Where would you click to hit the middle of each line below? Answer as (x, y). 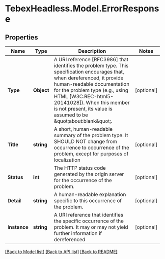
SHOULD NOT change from (85, 141)
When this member (108, 103)
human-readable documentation (92, 84)
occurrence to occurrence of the (91, 148)
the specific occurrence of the (89, 221)
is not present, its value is (83, 109)
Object (41, 90)
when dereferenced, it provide (89, 78)
